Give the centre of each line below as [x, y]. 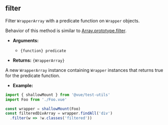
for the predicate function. [33, 76]
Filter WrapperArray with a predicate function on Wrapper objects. [73, 20]
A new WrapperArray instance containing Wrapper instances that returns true [85, 70]
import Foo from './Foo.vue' [36, 99]
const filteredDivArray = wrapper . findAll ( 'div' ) [59, 114]
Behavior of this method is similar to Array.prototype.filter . [66, 31]
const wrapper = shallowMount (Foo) [43, 109]
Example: [23, 85]
